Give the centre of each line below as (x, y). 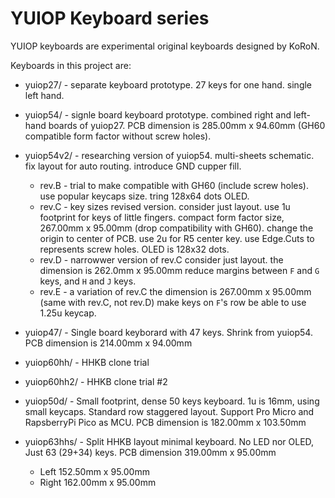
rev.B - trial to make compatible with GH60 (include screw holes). (174, 185)
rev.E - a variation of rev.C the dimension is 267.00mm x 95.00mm (175, 291)
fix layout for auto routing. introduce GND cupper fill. (133, 166)
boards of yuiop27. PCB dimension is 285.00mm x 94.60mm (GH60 (187, 125)
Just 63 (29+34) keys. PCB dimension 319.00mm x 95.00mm (150, 452)
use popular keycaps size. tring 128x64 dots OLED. (144, 196)
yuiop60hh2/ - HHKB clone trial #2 (96, 381)
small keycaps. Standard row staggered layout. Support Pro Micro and (169, 411)
